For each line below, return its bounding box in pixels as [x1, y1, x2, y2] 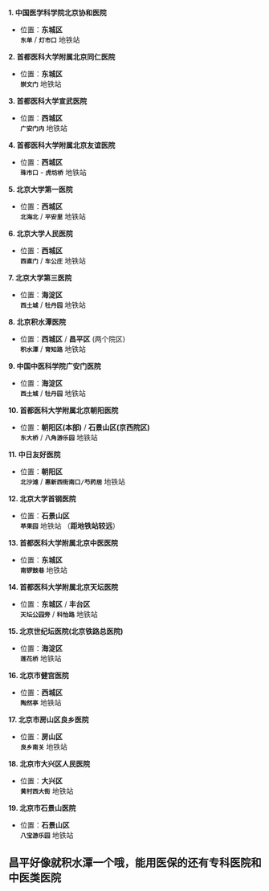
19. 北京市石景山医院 [8, 803, 76, 812]
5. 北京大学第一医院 [8, 185, 73, 194]
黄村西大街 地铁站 [19, 787, 74, 795]
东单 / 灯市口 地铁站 [19, 35, 80, 44]
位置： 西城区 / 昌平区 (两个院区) [19, 334, 126, 344]
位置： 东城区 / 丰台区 [19, 599, 91, 609]
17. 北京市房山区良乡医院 [8, 715, 89, 724]
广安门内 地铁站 [19, 124, 68, 133]
